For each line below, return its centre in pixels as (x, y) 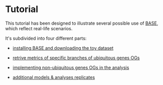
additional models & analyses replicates (53, 77)
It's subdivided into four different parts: (46, 38)
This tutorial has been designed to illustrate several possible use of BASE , (82, 23)
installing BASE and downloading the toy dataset (63, 48)
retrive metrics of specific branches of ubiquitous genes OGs (76, 58)
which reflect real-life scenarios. (39, 28)
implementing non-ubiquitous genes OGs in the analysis (71, 67)
